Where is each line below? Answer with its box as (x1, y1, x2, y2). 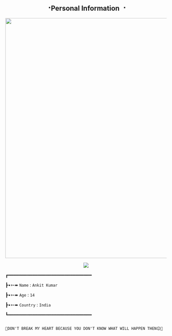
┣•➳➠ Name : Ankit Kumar (5, 282, 58, 288)
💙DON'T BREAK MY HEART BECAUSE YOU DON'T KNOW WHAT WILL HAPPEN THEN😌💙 (5, 326, 163, 331)
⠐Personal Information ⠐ (46, 4, 126, 13)
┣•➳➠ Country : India (5, 302, 51, 308)
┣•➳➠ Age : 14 (5, 291, 35, 298)
